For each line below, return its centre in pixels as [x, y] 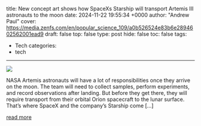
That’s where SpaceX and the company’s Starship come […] [80, 106]
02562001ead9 [25, 34]
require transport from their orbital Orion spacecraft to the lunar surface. [95, 99]
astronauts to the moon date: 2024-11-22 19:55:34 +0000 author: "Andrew [98, 15]
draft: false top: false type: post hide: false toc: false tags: [116, 34]
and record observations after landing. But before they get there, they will [97, 93]
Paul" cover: [22, 21]
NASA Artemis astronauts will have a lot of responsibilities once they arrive [98, 80]
